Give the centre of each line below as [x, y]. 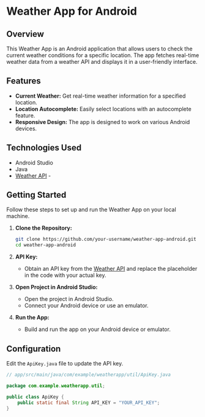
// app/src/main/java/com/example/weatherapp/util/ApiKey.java [89, 375]
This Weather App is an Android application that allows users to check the [99, 49]
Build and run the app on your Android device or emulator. [98, 329]
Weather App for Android [72, 11]
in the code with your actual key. [65, 275]
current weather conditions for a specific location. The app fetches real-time [103, 55]
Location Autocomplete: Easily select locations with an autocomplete [103, 109]
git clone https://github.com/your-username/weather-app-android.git [106, 240]
